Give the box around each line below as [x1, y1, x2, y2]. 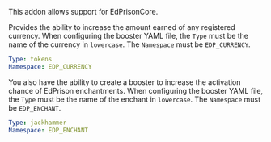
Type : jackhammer [8, 119, 67, 127]
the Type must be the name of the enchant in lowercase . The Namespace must [8, 94, 261, 104]
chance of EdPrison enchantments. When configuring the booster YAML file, [8, 86, 264, 95]
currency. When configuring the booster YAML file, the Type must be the [8, 31, 249, 40]
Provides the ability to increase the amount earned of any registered [8, 23, 236, 31]
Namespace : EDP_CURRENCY [8, 62, 92, 71]
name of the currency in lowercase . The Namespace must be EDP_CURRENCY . [8, 40, 251, 49]
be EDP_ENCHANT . [8, 102, 61, 112]
